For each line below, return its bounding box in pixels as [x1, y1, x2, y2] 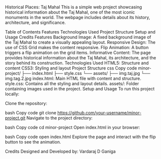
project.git [5, 115, 26, 121]
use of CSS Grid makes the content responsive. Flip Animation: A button [5, 45, 149, 50]
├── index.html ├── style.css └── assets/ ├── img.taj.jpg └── [21, 71, 150, 76]
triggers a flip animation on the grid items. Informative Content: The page [5, 50, 151, 55]
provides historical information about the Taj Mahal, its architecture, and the [5, 55, 156, 60]
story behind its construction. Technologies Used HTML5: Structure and [5, 60, 149, 66]
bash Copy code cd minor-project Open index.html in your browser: [5, 124, 141, 130]
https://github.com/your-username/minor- [57, 110, 142, 116]
